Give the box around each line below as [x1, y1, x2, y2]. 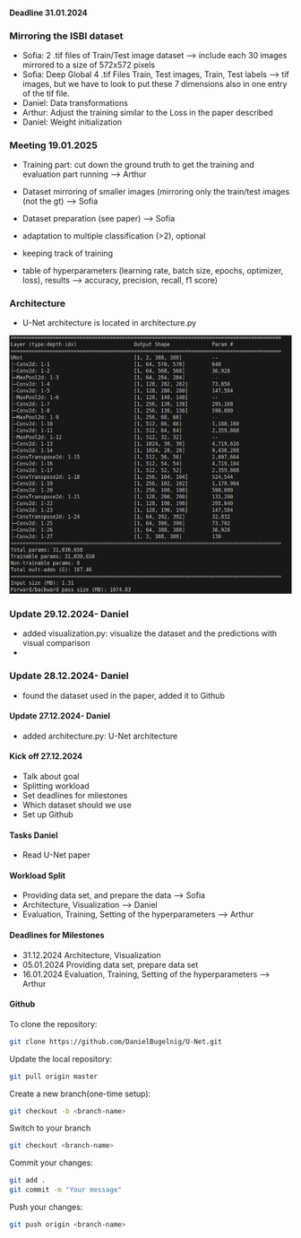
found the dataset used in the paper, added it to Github [21, 690, 226, 701]
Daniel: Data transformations [21, 97, 128, 108]
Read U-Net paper [21, 850, 90, 860]
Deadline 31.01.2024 [9, 7, 88, 18]
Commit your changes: [9, 1157, 94, 1168]
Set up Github [21, 809, 73, 820]
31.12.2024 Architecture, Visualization [21, 949, 161, 960]
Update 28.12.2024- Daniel [9, 669, 130, 682]
